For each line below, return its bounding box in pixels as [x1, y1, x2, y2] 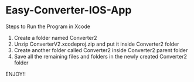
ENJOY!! [5, 70, 26, 77]
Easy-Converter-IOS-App [5, 4, 132, 17]
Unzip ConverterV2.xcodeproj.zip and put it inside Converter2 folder [13, 40, 179, 47]
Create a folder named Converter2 [13, 34, 97, 41]
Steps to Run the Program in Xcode [5, 23, 90, 30]
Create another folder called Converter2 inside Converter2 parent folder [13, 46, 188, 53]
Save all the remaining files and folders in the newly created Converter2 [13, 53, 187, 60]
